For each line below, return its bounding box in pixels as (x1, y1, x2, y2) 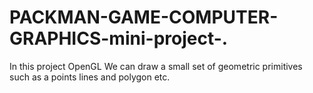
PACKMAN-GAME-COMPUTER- (9, 6, 279, 29)
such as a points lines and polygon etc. (9, 71, 171, 83)
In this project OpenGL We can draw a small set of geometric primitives (9, 60, 303, 72)
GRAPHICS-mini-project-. (9, 27, 229, 50)
